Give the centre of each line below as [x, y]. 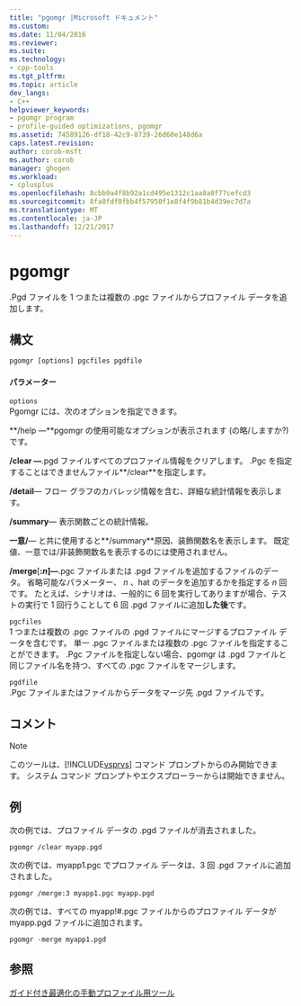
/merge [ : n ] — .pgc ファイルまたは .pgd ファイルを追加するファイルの [136, 571]
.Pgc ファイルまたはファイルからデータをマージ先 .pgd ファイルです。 [139, 693]
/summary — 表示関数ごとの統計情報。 [81, 522]
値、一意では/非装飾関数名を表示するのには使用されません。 [121, 552]
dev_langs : [30, 93]
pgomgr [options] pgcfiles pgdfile [76, 361]
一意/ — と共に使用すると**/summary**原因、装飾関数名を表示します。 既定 [150, 541]
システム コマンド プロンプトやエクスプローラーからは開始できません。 [158, 776]
